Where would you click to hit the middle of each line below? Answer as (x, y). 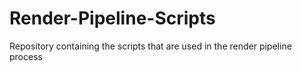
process (26, 56)
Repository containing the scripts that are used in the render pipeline (150, 46)
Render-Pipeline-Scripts (112, 18)
